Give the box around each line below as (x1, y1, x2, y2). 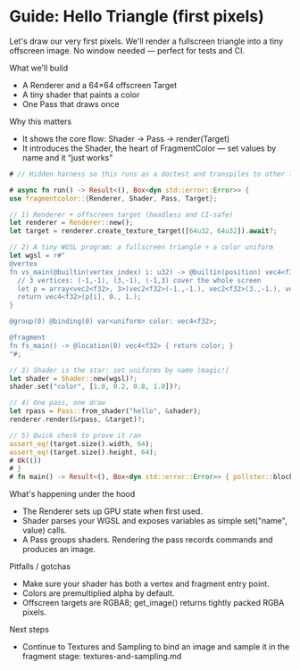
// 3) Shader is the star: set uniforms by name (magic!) (9, 366, 229, 375)
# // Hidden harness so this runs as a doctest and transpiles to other (9, 170, 286, 178)
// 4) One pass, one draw (9, 399, 105, 408)
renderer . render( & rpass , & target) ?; (9, 415, 146, 425)
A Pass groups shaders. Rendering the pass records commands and (21, 534, 274, 545)
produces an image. (21, 544, 96, 555)
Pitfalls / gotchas (9, 561, 71, 572)
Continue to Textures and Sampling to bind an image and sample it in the (21, 641, 290, 652)
